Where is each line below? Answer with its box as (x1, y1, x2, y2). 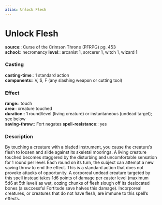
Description (5, 133, 33, 140)
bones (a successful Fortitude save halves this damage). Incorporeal (5, 185, 142, 191)
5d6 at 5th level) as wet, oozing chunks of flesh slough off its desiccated (5, 180, 150, 186)
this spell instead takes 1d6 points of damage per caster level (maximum (5, 175, 149, 181)
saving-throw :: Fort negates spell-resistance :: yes (5, 121, 107, 127)
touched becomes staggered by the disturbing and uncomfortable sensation (5, 155, 157, 160)
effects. (5, 196, 20, 202)
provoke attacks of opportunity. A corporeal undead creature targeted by (5, 170, 151, 176)
